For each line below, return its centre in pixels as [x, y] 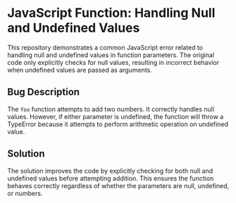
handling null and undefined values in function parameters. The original [111, 55]
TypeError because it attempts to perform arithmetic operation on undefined [118, 124]
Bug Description [43, 92]
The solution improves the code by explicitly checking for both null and [110, 171]
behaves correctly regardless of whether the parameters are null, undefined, [118, 185]
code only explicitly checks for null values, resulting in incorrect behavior [113, 62]
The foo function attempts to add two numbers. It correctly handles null [111, 109]
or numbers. [25, 193]
